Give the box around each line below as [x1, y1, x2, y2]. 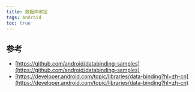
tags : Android [6, 14, 42, 20]
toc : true [6, 20, 31, 26]
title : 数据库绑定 [6, 8, 48, 15]
